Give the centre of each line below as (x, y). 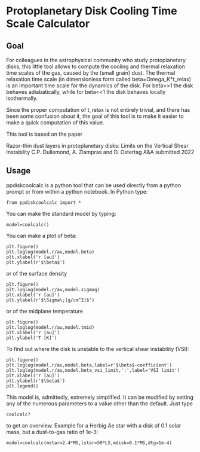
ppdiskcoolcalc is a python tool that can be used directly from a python (94, 185)
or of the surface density (37, 273)
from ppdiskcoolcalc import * (44, 202)
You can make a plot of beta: (41, 236)
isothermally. (22, 98)
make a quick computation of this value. (55, 123)
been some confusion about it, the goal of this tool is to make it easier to (95, 116)
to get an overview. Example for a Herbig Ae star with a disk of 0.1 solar (94, 425)
